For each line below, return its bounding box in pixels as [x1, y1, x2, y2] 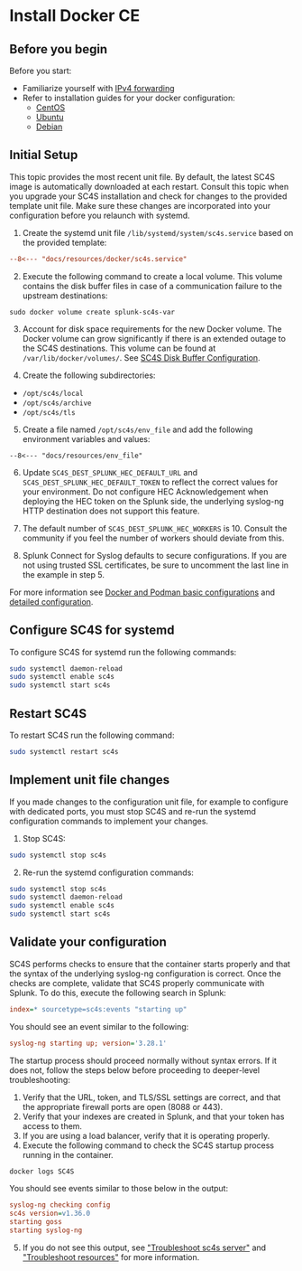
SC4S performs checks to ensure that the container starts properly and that [9, 958, 291, 969]
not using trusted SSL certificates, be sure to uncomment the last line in [22, 560, 289, 570]
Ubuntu [35, 112, 64, 122]
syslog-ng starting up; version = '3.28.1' [9, 1039, 168, 1048]
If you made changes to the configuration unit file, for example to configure [9, 796, 288, 807]
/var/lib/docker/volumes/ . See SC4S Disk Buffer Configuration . [22, 352, 261, 362]
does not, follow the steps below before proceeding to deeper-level [9, 1064, 260, 1076]
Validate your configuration [9, 935, 167, 950]
